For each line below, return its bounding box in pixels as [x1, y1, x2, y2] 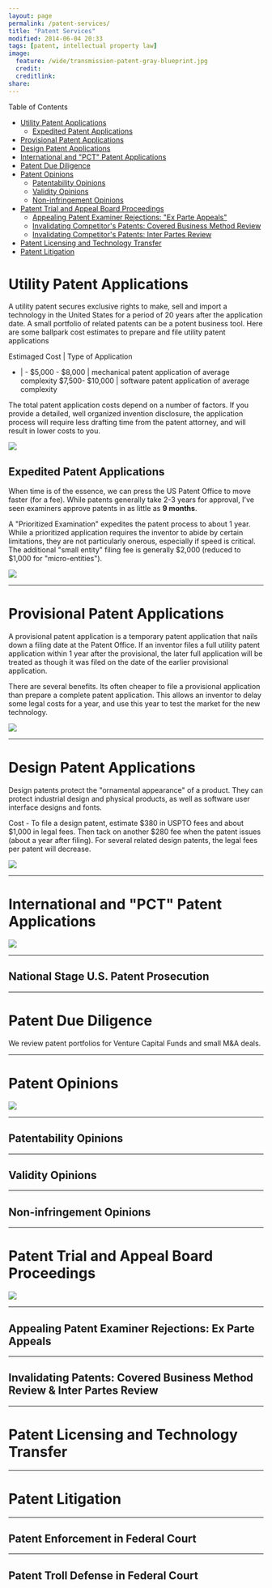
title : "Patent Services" [8, 27, 96, 35]
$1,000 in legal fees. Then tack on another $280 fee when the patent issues [8, 827, 261, 837]
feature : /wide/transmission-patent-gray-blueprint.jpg [15, 57, 208, 66]
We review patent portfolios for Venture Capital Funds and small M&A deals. [8, 1038, 261, 1048]
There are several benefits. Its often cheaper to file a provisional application [8, 682, 261, 692]
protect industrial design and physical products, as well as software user [8, 794, 251, 804]
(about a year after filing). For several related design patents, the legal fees [8, 836, 257, 845]
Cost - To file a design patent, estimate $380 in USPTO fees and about [8, 819, 244, 828]
